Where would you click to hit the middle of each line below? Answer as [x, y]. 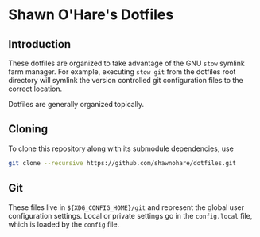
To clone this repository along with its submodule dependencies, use [121, 148]
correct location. [35, 89]
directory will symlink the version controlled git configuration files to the [126, 80]
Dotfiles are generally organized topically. [76, 104]
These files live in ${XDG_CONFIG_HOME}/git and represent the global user [126, 207]
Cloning [28, 129]
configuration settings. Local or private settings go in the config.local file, [130, 215]
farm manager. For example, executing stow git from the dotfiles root [122, 72]
